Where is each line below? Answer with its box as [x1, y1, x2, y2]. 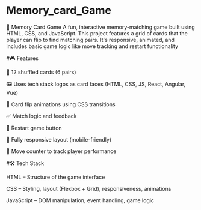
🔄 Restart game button [6, 124, 62, 131]
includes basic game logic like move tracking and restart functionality [6, 43, 179, 50]
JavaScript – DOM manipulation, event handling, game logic [6, 196, 155, 204]
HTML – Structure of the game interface [6, 173, 105, 181]
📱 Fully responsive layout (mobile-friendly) [6, 136, 112, 143]
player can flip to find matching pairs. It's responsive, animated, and [6, 36, 175, 43]
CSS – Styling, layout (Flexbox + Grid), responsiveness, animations [6, 185, 172, 192]
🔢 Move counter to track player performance [6, 148, 117, 155]
